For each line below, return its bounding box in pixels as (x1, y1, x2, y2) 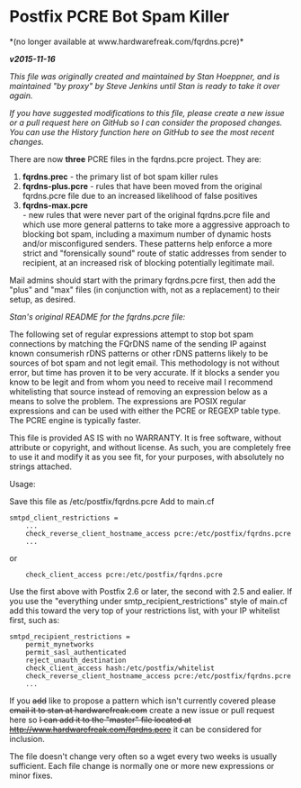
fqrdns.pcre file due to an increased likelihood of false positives (22, 190, 258, 201)
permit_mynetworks (25, 639, 94, 649)
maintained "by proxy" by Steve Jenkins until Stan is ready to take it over (9, 80, 280, 91)
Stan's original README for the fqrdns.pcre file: (9, 311, 186, 322)
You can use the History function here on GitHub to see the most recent (9, 126, 275, 137)
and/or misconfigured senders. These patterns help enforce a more (22, 238, 272, 249)
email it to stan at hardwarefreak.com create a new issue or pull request (9, 704, 276, 715)
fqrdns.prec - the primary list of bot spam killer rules (22, 171, 218, 182)
